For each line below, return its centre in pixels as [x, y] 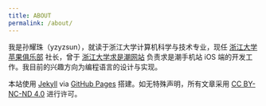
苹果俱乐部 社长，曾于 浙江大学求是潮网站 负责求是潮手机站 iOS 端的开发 [127, 57]
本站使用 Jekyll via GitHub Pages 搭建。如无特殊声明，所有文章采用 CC [125, 84]
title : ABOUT [30, 16]
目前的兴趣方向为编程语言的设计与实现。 [95, 67]
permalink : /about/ [41, 23]
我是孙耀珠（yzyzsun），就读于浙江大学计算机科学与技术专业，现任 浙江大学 [133, 47]
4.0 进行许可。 [58, 93]
